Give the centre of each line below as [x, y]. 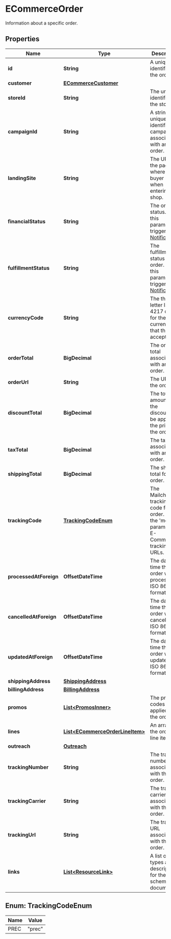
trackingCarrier [27, 801]
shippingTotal [25, 474]
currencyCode [26, 318]
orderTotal [21, 358]
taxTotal [18, 449]
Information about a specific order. [41, 23]
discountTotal [25, 413]
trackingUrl [22, 834]
